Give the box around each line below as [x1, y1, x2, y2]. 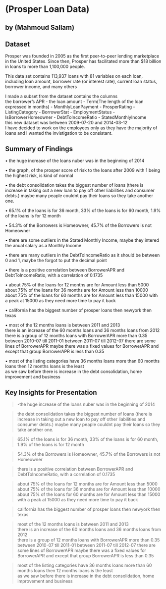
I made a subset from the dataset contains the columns [5, 93, 118, 100]
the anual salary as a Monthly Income [5, 243, 82, 249]
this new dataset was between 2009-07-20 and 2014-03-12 [5, 120, 128, 126]
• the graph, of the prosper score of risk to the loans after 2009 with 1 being [5, 167, 160, 173]
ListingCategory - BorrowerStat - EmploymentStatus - [5, 109, 115, 115]
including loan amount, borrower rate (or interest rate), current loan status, [5, 78, 158, 85]
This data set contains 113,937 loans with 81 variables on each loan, [5, 73, 143, 79]
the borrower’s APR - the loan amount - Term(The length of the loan [5, 99, 144, 105]
